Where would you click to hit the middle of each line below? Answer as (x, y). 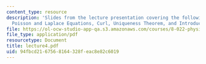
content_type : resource (37, 12)
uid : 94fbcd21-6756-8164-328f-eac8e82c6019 (63, 52)
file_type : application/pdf (42, 35)
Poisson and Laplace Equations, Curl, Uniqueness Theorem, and (94, 23)
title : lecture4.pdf (33, 46)
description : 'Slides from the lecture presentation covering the (93, 18)
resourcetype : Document (37, 40)
